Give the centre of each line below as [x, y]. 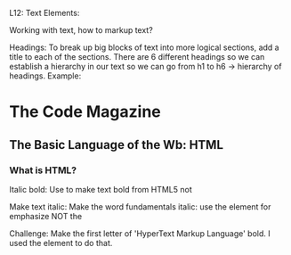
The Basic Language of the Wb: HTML [117, 145]
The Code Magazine [85, 112]
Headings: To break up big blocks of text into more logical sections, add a [144, 47]
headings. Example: [45, 76]
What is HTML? [43, 170]
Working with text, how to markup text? [81, 30]
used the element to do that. [61, 243]
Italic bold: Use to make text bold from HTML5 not [101, 189]
